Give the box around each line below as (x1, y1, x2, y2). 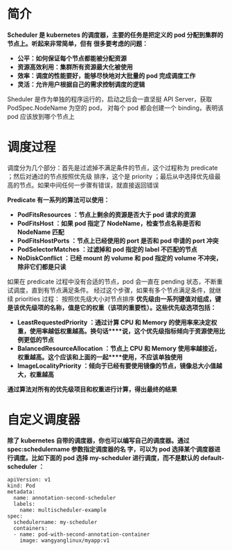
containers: (13, 525, 48, 532)
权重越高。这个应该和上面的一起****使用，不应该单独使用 (17, 352, 184, 361)
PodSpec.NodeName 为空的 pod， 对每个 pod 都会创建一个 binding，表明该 (7, 104, 224, 112)
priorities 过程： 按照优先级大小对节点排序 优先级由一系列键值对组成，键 (15, 295, 222, 303)
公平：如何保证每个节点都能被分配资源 (17, 54, 127, 63)
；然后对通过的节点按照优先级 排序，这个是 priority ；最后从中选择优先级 (7, 172, 215, 181)
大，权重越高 (17, 370, 54, 379)
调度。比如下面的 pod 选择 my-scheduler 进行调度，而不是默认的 (12, 453, 199, 462)
